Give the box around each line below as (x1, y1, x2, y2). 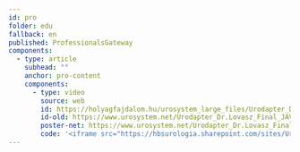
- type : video (31, 88, 86, 97)
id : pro (8, 13, 38, 22)
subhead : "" (24, 63, 69, 72)
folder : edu (8, 21, 53, 30)
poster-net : (40, 122, 86, 131)
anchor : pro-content (24, 72, 101, 80)
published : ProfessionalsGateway (8, 38, 133, 47)
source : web (40, 96, 86, 106)
